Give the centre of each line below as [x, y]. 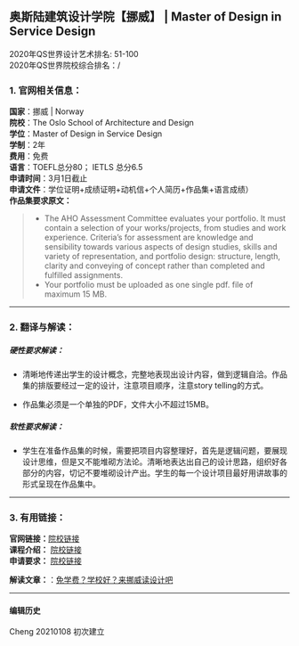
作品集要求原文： [40, 200]
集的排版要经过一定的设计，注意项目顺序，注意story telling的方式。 [145, 385]
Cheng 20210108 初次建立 [57, 632]
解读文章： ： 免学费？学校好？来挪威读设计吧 [91, 580]
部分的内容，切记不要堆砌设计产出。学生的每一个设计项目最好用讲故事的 [154, 472]
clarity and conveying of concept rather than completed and [154, 266]
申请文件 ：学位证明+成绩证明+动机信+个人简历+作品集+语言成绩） [131, 190]
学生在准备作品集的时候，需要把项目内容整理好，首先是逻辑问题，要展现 [154, 450]
